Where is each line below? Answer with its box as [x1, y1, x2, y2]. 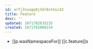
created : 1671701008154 [5, 25, 53, 30]
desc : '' [5, 16, 23, 21]
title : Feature [5, 12, 36, 16]
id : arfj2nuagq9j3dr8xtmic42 [5, 7, 64, 12]
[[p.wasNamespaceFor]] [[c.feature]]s [12, 38, 89, 44]
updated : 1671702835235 [5, 20, 53, 26]
